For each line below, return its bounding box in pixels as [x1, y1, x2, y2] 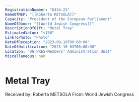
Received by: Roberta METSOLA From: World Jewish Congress [5, 92, 134, 98]
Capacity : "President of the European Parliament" [5, 16, 112, 21]
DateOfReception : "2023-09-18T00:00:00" [5, 40, 90, 45]
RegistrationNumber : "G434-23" [5, 7, 70, 12]
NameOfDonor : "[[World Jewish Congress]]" [5, 21, 94, 26]
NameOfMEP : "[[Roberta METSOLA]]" [5, 12, 77, 17]
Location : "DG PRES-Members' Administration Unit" [5, 49, 112, 54]
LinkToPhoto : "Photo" [5, 35, 50, 40]
